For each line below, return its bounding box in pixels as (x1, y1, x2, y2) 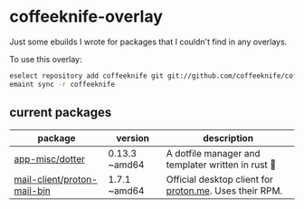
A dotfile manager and (166, 147, 261, 159)
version (116, 131, 150, 144)
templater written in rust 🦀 (166, 158, 277, 171)
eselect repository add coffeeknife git (9, 71, 165, 81)
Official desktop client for (166, 173, 274, 185)
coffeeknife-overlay (9, 6, 163, 27)
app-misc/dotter (14, 152, 86, 165)
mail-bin (14, 184, 52, 196)
